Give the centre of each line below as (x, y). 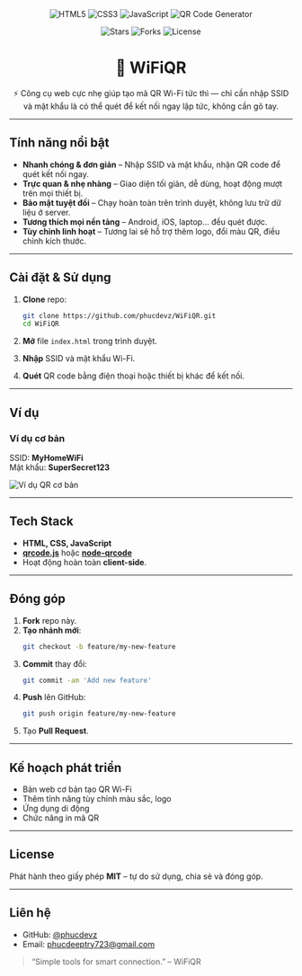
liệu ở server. (46, 212)
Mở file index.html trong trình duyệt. (89, 342)
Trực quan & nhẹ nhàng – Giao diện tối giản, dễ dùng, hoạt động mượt (152, 183)
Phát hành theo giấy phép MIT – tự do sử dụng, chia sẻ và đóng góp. (136, 876)
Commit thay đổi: (54, 663)
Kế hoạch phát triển (66, 767)
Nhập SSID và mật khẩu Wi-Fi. (79, 359)
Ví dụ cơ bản (37, 438)
